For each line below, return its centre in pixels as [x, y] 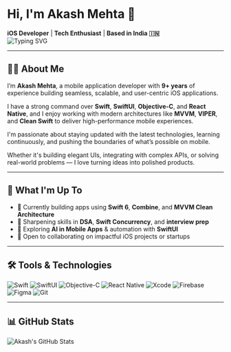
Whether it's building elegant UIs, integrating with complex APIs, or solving [113, 155]
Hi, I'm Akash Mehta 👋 [71, 14]
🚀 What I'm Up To [45, 190]
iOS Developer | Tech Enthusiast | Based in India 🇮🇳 [84, 33]
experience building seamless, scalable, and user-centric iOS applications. [113, 93]
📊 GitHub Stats [41, 321]
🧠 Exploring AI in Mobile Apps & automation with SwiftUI [98, 229]
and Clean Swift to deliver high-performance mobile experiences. [100, 121]
